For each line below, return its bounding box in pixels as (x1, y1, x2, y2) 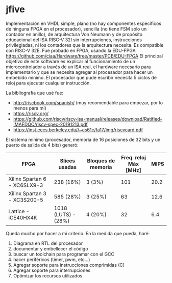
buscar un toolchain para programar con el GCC (13, 251, 114, 257)
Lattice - (8, 208, 30, 215)
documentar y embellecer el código (13, 245, 88, 251)
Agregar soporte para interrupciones (13, 267, 91, 273)
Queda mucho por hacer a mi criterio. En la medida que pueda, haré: (6, 230, 150, 236)
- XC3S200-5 (8, 196, 44, 203)
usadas (58, 163, 77, 171)
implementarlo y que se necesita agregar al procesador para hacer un (6, 69, 153, 75)
